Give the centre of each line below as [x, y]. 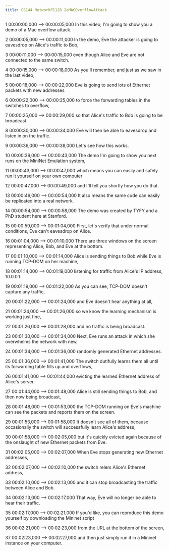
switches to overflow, [27, 105]
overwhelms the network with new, [42, 341]
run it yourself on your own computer [44, 176]
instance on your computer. [34, 543]
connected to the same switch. [37, 60]
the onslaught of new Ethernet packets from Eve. [56, 442]
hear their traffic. [23, 503]
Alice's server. [20, 381]
